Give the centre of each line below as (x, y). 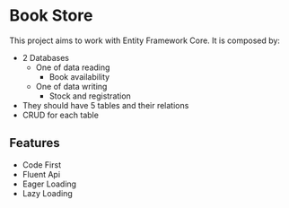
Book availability (79, 76)
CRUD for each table (60, 115)
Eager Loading (49, 184)
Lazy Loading (48, 193)
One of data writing (71, 86)
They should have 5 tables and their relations (105, 105)
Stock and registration (90, 96)
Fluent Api (41, 174)
